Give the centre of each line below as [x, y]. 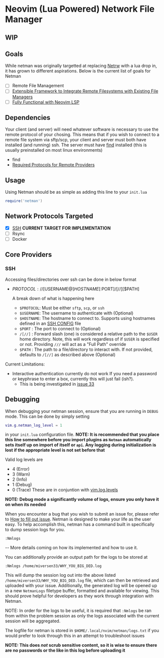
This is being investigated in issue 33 [57, 384]
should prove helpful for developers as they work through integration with [79, 596]
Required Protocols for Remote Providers [53, 165]
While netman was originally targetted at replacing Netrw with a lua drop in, [81, 66]
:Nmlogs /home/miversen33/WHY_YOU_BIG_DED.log [53, 566]
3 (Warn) [21, 474]
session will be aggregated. [33, 621]
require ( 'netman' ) [24, 201]
